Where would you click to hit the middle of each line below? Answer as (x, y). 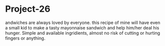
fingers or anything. (25, 38)
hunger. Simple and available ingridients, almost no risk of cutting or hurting (83, 33)
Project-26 (28, 9)
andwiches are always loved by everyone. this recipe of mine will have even (83, 23)
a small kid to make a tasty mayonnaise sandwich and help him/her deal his (82, 27)
